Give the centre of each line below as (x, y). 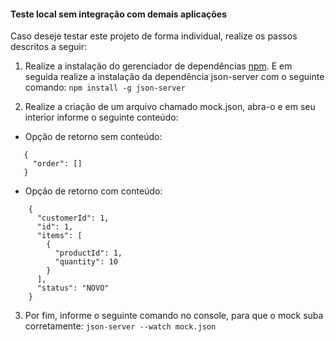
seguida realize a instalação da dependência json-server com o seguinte (174, 77)
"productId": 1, (88, 253)
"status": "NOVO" (73, 288)
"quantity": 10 (86, 262)
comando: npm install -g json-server (105, 87)
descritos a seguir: (48, 47)
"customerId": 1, (73, 218)
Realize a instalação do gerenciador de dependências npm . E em (158, 66)
